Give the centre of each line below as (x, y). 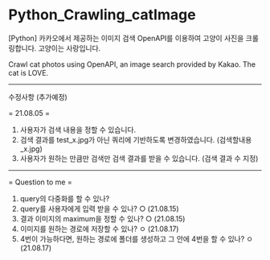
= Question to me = (40, 182)
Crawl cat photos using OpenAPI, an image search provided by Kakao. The (132, 64)
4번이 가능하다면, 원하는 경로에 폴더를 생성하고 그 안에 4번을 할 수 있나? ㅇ (136, 238)
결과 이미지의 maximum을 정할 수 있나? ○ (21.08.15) (102, 218)
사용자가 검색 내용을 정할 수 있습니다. (78, 130)
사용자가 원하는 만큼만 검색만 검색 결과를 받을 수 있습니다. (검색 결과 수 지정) (139, 158)
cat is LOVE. (29, 72)
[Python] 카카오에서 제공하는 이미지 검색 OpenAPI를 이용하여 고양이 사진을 (126, 38)
